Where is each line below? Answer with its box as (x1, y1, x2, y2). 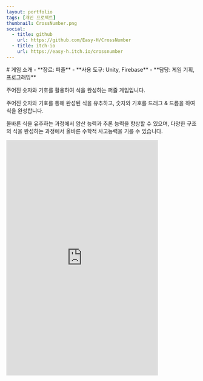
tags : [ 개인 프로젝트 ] (6, 15, 56, 21)
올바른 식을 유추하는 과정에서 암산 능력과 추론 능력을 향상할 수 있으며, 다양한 (6, 120, 186, 127)
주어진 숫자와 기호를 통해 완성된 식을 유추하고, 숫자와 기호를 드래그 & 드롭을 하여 (6, 99, 196, 106)
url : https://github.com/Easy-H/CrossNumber (17, 37, 131, 43)
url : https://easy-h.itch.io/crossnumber (17, 49, 123, 55)
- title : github (12, 32, 53, 38)
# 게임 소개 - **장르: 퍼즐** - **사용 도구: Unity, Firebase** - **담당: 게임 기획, (6, 66, 195, 73)
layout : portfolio (6, 9, 53, 15)
